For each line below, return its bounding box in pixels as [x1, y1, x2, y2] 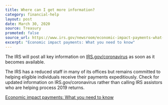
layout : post [5, 16, 32, 21]
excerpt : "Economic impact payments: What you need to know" [5, 40, 135, 45]
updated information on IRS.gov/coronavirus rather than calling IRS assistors [5, 79, 162, 85]
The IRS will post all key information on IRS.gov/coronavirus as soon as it [5, 53, 155, 59]
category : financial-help [5, 12, 59, 17]
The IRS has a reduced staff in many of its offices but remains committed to [5, 68, 161, 74]
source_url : [5, 35, 30, 40]
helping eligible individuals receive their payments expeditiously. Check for [5, 73, 159, 80]
